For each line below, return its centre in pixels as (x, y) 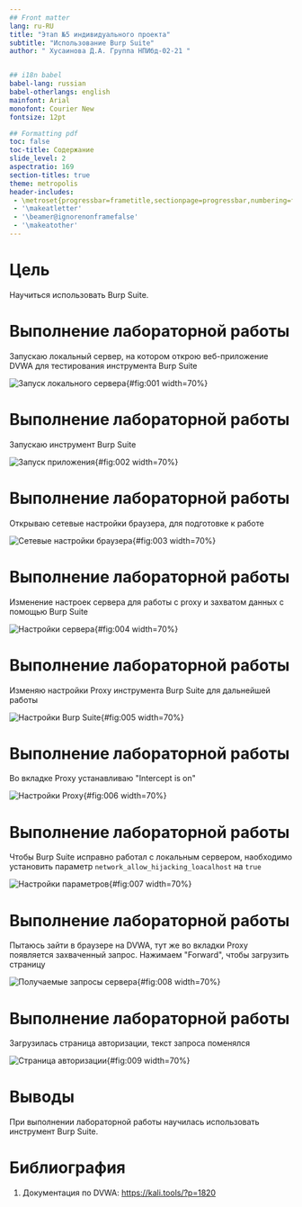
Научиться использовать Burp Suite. (79, 294)
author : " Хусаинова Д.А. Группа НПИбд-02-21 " (100, 51)
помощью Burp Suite (49, 611)
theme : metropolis (44, 184)
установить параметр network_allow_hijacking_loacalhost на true (136, 867)
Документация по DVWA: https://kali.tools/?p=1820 (119, 1193)
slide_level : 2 (38, 158)
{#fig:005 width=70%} (142, 717)
